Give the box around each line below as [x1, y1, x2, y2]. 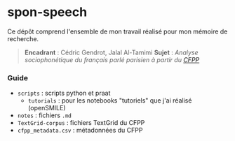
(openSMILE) [27, 104, 66, 112]
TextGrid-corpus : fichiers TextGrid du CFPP [17, 119, 145, 127]
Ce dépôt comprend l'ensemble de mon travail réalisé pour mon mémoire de [7, 27, 228, 36]
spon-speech [7, 4, 88, 20]
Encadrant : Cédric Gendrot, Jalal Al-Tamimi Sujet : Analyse [24, 48, 199, 57]
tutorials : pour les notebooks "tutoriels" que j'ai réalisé [27, 96, 192, 105]
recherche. [7, 34, 39, 43]
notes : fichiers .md [17, 111, 72, 119]
